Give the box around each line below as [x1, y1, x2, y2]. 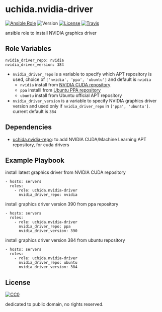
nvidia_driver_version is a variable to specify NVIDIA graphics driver [12, 97, 157, 103]
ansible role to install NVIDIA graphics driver [5, 30, 97, 36]
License [5, 278, 31, 287]
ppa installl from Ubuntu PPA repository [20, 87, 101, 93]
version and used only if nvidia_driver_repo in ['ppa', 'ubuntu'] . [12, 103, 150, 109]
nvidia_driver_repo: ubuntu [18, 260, 78, 265]
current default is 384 [12, 108, 56, 114]
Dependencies [5, 123, 52, 132]
